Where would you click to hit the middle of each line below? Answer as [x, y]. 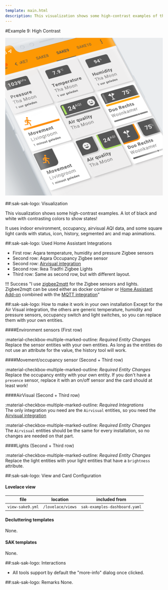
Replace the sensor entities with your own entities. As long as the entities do [84, 345]
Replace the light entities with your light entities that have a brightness [78, 460]
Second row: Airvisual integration [47, 263]
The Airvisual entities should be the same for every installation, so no [77, 430]
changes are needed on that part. [39, 436]
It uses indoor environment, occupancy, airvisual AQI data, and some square [84, 228]
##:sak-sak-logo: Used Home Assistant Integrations [58, 243]
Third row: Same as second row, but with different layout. [71, 274]
